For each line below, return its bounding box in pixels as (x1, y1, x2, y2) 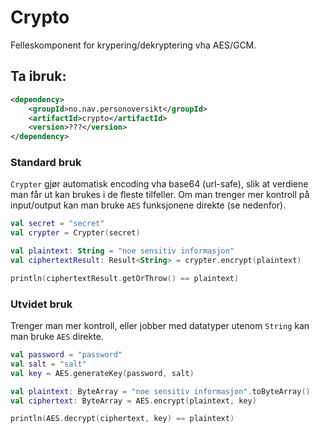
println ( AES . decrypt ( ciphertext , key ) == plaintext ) (10, 414, 235, 424)
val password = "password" (10, 350, 123, 360)
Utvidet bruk (10, 297, 73, 311)
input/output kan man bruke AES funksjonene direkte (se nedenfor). (10, 199, 287, 211)
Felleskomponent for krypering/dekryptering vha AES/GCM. (10, 39, 257, 51)
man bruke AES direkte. (10, 331, 104, 343)
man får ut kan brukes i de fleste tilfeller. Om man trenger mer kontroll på (10, 189, 310, 201)
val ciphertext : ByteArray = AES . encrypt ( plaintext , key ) (10, 396, 257, 406)
